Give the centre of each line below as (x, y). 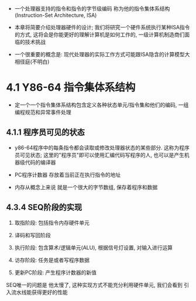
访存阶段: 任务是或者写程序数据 (52, 260)
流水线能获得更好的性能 (39, 292)
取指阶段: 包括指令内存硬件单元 (52, 223)
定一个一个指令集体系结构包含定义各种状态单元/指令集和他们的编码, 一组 (102, 105)
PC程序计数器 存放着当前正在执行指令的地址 (68, 175)
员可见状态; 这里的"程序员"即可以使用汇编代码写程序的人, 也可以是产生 (99, 155)
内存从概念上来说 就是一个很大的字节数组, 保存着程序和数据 (86, 187)
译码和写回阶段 (32, 235)
